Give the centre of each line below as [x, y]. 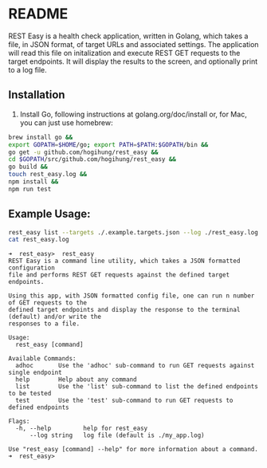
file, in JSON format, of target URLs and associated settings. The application [133, 44]
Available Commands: [43, 359]
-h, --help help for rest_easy [82, 429]
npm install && [33, 182]
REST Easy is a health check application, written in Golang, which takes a [128, 36]
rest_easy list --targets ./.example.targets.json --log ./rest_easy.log [133, 232]
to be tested [30, 394]
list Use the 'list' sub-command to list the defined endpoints [137, 387]
